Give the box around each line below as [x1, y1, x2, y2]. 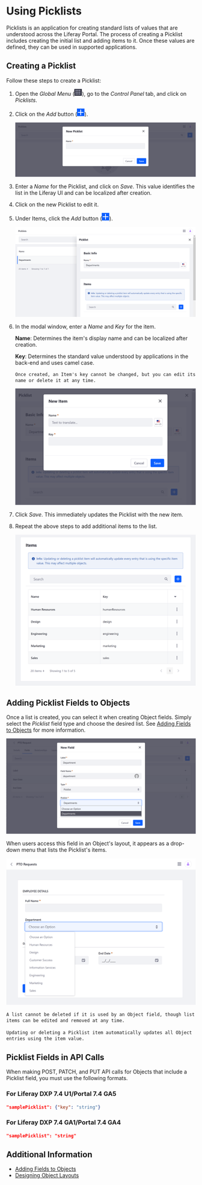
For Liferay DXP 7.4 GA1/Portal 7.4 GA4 [6, 1118, 121, 1127]
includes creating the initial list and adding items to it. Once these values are [6, 37, 195, 44]
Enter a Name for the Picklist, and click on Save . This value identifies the [14, 183, 195, 190]
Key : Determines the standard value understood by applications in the [14, 353, 189, 360]
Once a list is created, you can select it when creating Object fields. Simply [6, 714, 192, 721]
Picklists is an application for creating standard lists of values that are [6, 24, 179, 31]
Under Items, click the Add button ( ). [14, 215, 113, 222]
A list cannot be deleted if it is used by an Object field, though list [6, 1011, 195, 1018]
